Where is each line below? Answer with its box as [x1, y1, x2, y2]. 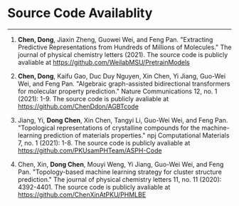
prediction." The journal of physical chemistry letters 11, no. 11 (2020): [17, 175, 222, 183]
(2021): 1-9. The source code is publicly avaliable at [17, 94, 169, 103]
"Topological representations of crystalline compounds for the [17, 123, 201, 132]
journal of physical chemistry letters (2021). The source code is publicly [17, 50, 228, 58]
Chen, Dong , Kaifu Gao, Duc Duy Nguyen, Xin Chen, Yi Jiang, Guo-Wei [17, 71, 226, 80]
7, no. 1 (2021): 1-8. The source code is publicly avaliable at [17, 138, 191, 147]
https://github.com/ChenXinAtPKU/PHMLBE [17, 190, 147, 199]
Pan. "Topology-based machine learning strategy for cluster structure [17, 168, 223, 176]
